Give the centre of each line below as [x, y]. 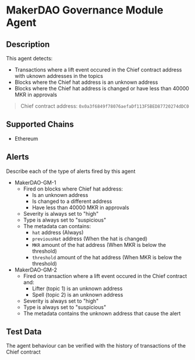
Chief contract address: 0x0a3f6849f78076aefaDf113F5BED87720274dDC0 [105, 106]
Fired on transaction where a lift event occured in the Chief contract [105, 276]
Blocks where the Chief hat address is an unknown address [86, 82]
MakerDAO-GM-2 [36, 270]
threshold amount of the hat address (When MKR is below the [107, 257]
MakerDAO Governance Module [85, 10]
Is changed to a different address [72, 201]
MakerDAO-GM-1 [35, 182]
